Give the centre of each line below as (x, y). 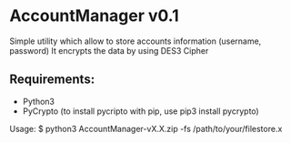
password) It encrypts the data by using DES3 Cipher (109, 50)
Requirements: (52, 80)
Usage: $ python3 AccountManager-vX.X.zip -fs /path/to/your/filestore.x (146, 128)
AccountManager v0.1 (94, 16)
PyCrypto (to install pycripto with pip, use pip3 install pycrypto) (140, 111)
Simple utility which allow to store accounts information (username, (135, 41)
